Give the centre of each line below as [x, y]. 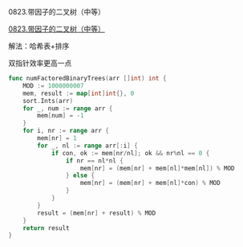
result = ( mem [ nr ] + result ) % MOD [97, 213]
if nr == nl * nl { [95, 161]
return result [46, 228]
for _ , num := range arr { [68, 108]
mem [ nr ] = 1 [57, 138]
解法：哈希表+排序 [39, 46]
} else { [80, 175]
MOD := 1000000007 [53, 86]
